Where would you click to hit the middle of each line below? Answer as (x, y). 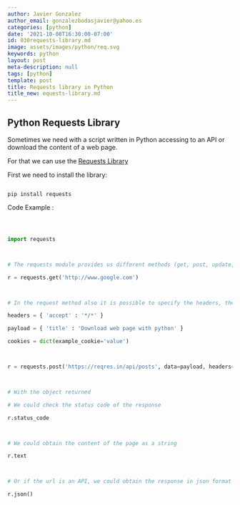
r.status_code (29, 418)
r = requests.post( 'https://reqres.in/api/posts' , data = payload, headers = (121, 367)
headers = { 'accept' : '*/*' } (55, 316)
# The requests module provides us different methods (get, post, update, (121, 265)
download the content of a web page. (62, 147)
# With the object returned (49, 392)
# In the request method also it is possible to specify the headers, (115, 303)
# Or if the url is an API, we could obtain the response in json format (120, 481)
